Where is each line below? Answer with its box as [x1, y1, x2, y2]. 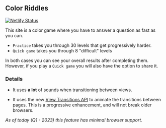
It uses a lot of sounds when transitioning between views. [12, 87, 132, 93]
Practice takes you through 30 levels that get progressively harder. [12, 42, 152, 48]
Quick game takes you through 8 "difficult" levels [12, 47, 112, 53]
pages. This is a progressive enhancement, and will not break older [12, 102, 152, 108]
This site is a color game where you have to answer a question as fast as [5, 27, 156, 33]
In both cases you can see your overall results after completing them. [5, 57, 149, 63]
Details [5, 75, 23, 82]
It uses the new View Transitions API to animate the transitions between [12, 97, 161, 103]
